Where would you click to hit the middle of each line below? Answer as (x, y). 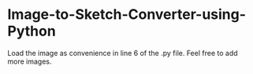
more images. (30, 61)
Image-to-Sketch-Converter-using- (126, 15)
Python (32, 31)
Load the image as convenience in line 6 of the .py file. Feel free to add (123, 53)
